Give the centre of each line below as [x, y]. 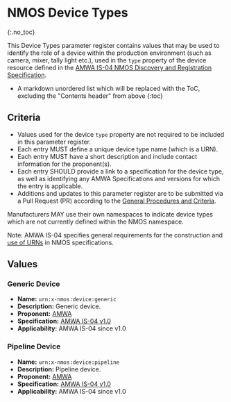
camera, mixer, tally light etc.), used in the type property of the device [107, 60]
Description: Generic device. [59, 306]
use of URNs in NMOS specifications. [61, 242]
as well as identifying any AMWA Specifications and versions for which [119, 178]
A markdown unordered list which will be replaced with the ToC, [109, 88]
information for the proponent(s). [65, 164]
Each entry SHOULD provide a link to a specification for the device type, [120, 171]
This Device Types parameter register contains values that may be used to [113, 45]
